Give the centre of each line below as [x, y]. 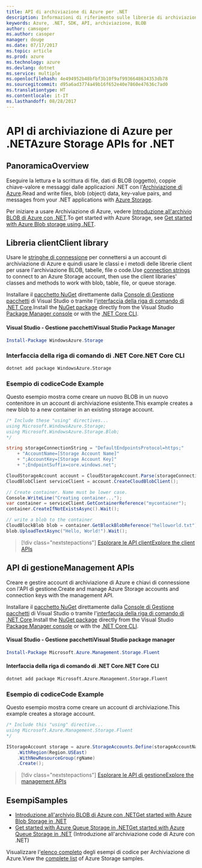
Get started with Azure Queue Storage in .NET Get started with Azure [100, 828]
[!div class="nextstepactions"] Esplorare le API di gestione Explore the [107, 775]
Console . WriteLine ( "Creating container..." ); [64, 498]
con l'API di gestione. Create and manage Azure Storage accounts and [93, 589]
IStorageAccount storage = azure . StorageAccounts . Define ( [80, 746]
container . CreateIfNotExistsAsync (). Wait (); [63, 509]
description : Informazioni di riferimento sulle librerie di [84, 17]
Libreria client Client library [57, 243]
